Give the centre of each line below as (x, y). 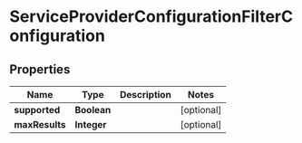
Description (146, 95)
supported (37, 110)
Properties (40, 69)
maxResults (40, 124)
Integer (91, 124)
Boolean (93, 110)
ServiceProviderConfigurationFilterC (151, 17)
